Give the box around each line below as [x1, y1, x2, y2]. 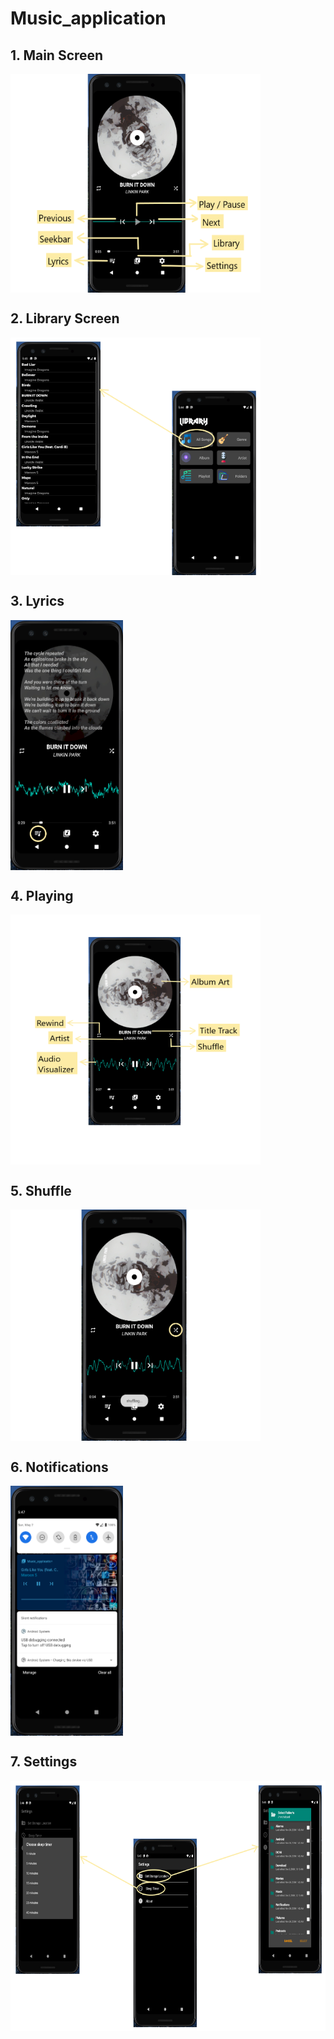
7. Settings [10, 1753, 78, 1771]
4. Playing [10, 888, 74, 905]
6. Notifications [10, 1458, 109, 1476]
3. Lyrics [10, 593, 65, 610]
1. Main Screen [10, 47, 104, 64]
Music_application [10, 7, 167, 30]
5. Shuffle [10, 1182, 72, 1199]
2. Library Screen [10, 310, 120, 327]
